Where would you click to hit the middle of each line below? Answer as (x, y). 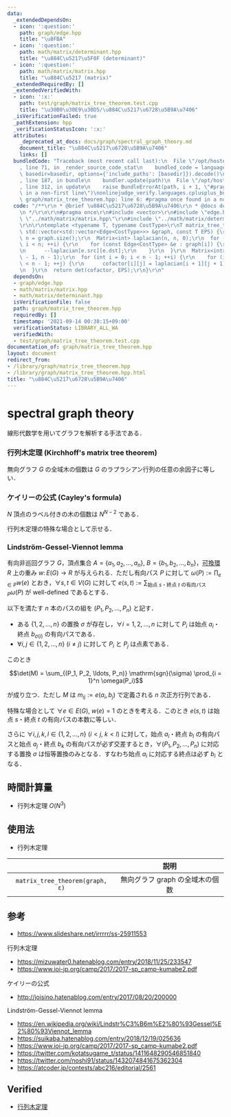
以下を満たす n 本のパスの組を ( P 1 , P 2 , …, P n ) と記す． (82, 609)
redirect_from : (29, 360)
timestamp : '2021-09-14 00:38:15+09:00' (72, 322)
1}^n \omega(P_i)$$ (115, 681)
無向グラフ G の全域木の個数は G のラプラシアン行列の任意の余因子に (105, 469)
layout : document (32, 354)
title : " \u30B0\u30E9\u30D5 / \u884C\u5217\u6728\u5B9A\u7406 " (109, 110)
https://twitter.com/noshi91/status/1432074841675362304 (100, 1060)
